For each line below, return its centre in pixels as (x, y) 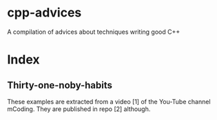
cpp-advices (44, 13)
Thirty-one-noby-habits (60, 85)
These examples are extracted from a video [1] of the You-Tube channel (109, 101)
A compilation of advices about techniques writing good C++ (94, 32)
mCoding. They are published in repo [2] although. (79, 109)
